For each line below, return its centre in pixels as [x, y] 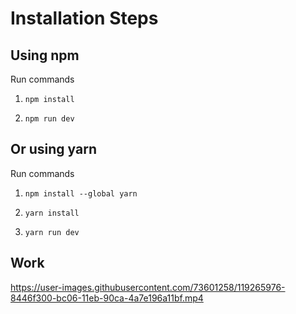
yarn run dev [52, 232]
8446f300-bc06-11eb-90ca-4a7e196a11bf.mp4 [107, 298]
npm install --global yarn [81, 193]
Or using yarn [53, 149]
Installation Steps [84, 18]
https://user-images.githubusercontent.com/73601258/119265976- [148, 287]
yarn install [52, 213]
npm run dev [49, 119]
